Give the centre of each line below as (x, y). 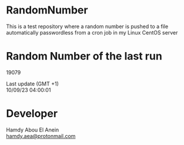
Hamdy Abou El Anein (33, 130)
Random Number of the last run (84, 56)
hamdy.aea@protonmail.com (41, 136)
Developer (32, 114)
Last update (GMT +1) (32, 84)
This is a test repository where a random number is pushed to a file (87, 26)
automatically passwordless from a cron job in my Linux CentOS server (92, 32)
